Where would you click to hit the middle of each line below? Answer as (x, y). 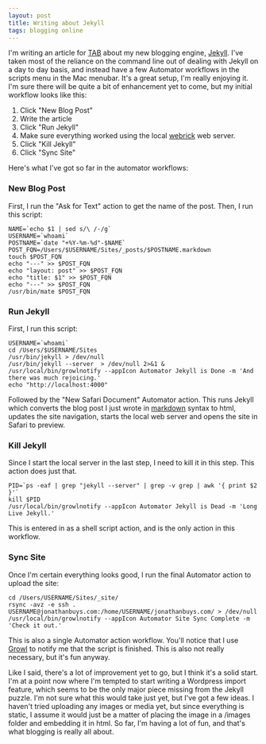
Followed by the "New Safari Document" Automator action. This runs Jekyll (131, 399)
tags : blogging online (46, 30)
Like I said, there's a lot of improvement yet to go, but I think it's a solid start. (133, 673)
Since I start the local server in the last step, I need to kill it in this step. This (131, 463)
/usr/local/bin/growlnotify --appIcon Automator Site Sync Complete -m (129, 619)
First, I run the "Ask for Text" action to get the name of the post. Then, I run (131, 206)
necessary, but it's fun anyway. (59, 657)
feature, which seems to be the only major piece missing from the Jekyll (126, 689)
